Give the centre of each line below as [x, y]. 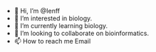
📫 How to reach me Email [52, 41]
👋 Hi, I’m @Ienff [37, 11]
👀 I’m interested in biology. [53, 18]
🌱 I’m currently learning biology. [61, 26]
